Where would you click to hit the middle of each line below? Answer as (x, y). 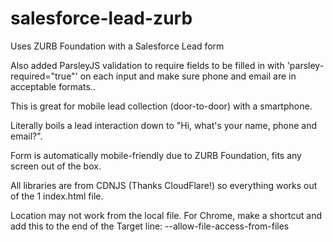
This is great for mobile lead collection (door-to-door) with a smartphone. (161, 106)
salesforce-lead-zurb (101, 18)
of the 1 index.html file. (57, 196)
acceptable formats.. (53, 86)
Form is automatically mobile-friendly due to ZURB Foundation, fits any (156, 155)
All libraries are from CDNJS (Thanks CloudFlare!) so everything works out (164, 185)
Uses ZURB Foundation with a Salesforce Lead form (117, 46)
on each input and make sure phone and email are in (188, 76)
